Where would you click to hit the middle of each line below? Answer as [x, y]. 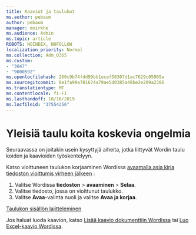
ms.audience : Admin [30, 33]
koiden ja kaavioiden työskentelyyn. [49, 156]
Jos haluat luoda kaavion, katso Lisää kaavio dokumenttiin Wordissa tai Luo [97, 220]
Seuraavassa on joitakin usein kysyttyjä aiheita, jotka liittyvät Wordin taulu [96, 150]
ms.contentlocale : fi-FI [36, 93]
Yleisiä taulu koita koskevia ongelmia [99, 133]
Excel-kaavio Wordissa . [34, 226]
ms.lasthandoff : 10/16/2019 [41, 99]
